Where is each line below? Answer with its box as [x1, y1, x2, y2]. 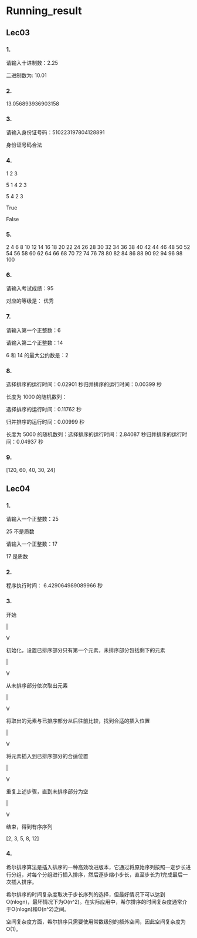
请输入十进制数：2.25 [6, 59, 59, 66]
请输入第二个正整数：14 [6, 339, 63, 346]
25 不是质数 [6, 528, 35, 535]
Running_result [6, 4, 82, 18]
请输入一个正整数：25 [6, 515, 59, 522]
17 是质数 [6, 553, 28, 560]
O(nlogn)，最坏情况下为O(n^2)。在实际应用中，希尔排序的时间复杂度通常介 [6, 898, 188, 905]
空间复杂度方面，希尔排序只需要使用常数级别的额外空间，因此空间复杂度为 [6, 918, 186, 925]
